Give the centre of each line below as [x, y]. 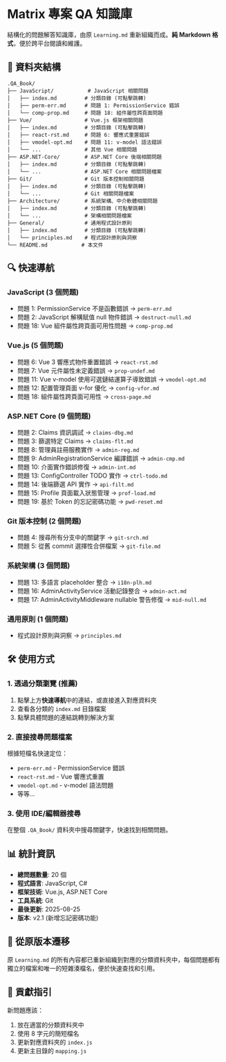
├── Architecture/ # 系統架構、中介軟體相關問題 [82, 201]
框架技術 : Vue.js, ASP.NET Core [62, 892]
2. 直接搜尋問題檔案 [40, 737]
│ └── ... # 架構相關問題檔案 [70, 216]
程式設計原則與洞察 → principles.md [69, 635]
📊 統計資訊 [31, 854]
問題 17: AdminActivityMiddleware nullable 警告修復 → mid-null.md [112, 599]
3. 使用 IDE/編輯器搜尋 [44, 813]
